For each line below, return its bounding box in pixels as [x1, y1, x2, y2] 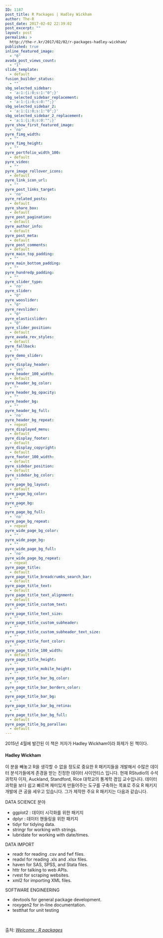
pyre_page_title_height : [5, 657, 56, 662]
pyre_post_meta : [5, 233, 39, 238]
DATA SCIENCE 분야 [5, 799, 46, 805]
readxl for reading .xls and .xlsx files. [12, 856, 88, 863]
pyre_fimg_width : [5, 132, 41, 137]
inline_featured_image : [5, 49, 54, 54]
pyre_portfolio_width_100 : [5, 150, 61, 155]
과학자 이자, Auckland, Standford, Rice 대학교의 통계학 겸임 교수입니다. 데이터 [5, 776, 158, 782]
